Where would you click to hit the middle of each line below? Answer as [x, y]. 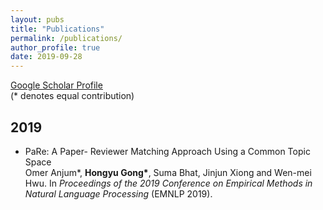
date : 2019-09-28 [46, 57]
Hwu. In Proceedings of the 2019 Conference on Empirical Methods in [168, 183]
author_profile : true [55, 47]
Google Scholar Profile [56, 85]
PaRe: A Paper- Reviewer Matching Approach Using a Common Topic [167, 151]
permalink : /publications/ [66, 38]
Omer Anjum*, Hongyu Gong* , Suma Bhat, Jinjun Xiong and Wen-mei [168, 172]
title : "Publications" [57, 29]
